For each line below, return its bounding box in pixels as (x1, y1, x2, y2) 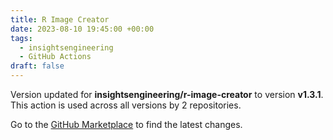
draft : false (10, 61, 65, 71)
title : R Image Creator (10, 14, 110, 25)
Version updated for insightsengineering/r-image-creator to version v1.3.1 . (10, 89, 324, 100)
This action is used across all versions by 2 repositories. (10, 99, 242, 111)
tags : (10, 33, 33, 43)
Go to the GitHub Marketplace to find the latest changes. (10, 119, 243, 130)
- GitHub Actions (19, 52, 92, 62)
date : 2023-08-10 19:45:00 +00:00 (10, 24, 155, 34)
